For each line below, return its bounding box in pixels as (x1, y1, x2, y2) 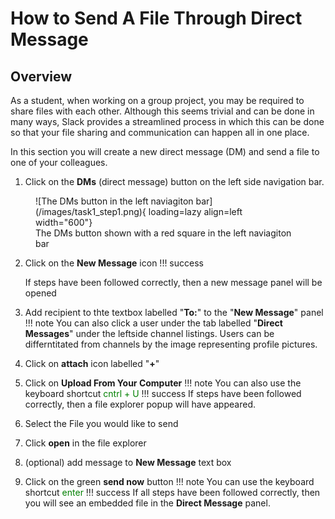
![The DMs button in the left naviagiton (35, 195, 194, 207)
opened (24, 287, 57, 299)
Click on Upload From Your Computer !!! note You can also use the (24, 377, 302, 389)
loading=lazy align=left (148, 206, 243, 217)
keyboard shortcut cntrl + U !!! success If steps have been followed (24, 388, 302, 399)
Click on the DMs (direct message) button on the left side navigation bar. (24, 176, 325, 187)
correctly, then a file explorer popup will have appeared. (24, 398, 256, 410)
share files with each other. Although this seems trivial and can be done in (10, 105, 315, 117)
